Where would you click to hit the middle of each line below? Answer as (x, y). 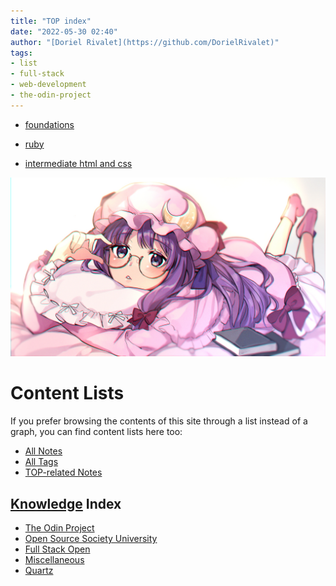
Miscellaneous (54, 559)
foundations (49, 124)
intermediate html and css (78, 163)
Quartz (39, 570)
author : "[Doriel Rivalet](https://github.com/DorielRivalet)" (145, 42)
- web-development (48, 85)
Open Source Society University (91, 538)
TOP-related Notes (63, 472)
